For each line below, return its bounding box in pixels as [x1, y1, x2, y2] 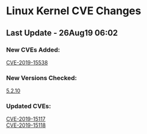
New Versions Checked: [6, 74, 77, 82]
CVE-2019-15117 [6, 116, 46, 123]
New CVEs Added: [6, 46, 60, 54]
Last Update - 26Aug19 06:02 [6, 28, 119, 38]
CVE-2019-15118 [6, 122, 46, 129]
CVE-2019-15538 [6, 59, 49, 66]
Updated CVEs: [6, 102, 52, 110]
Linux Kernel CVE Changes [6, 4, 141, 18]
